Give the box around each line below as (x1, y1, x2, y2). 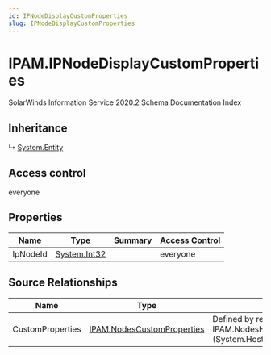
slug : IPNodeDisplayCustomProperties (8, 19, 135, 27)
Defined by (212, 313, 254, 324)
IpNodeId (12, 248, 48, 259)
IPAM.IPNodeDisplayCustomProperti (8, 54, 260, 73)
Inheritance (8, 121, 68, 135)
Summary (114, 235, 152, 246)
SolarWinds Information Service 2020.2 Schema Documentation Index (8, 98, 242, 107)
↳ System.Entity (8, 143, 64, 152)
